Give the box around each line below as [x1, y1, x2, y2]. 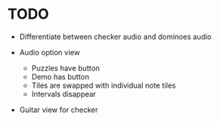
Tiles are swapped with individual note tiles [31, 80, 176, 90]
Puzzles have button [31, 63, 101, 73]
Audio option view [19, 47, 80, 57]
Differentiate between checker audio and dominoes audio [19, 32, 212, 41]
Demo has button [31, 71, 90, 81]
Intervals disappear [31, 89, 97, 98]
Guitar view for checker [19, 105, 98, 115]
